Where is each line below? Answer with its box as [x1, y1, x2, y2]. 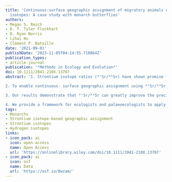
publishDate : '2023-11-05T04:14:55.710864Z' [5, 50, 102, 55]
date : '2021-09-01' [5, 46, 47, 51]
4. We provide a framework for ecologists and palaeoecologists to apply [5, 102, 166, 107]
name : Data [10, 164, 33, 169]
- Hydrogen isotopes [5, 126, 50, 131]
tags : [5, 107, 17, 112]
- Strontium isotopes [5, 121, 52, 126]
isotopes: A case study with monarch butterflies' [10, 12, 120, 17]
